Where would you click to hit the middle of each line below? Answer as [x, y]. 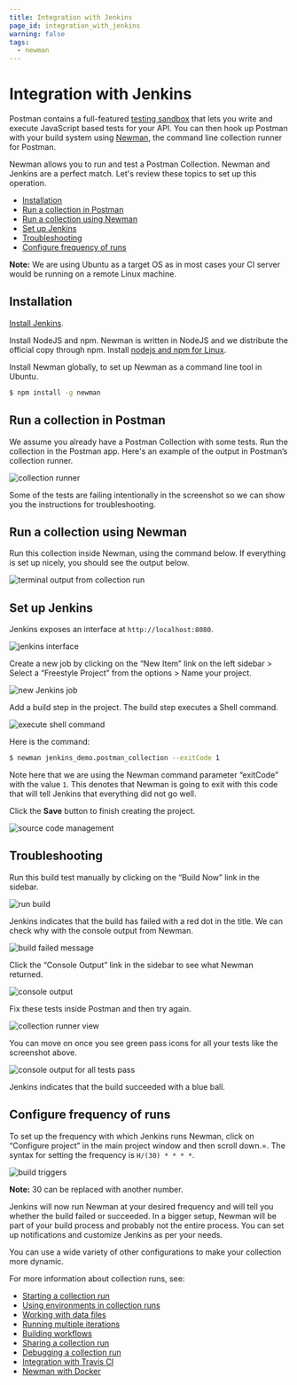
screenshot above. [43, 1052]
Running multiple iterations [71, 1324]
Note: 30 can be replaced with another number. [96, 1189]
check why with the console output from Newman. [101, 930]
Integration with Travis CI [68, 1361]
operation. [28, 184]
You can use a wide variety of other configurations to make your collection [145, 1252]
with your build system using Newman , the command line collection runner [145, 137]
